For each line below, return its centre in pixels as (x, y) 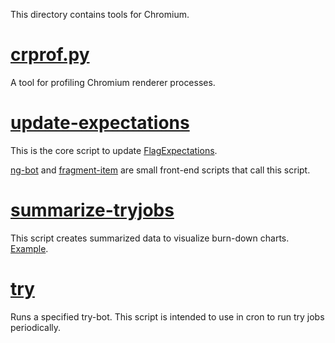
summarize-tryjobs (92, 210)
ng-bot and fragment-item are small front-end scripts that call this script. (160, 170)
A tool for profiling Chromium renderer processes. (113, 82)
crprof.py (50, 55)
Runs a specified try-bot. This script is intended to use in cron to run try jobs (167, 316)
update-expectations (100, 123)
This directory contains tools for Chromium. (100, 14)
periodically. (36, 327)
